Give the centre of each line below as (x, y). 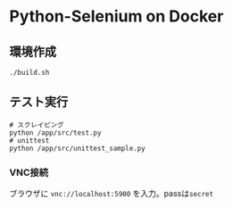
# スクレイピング (37, 125)
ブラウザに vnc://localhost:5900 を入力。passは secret (112, 194)
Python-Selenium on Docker (116, 17)
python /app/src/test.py (55, 132)
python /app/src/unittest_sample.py (77, 148)
